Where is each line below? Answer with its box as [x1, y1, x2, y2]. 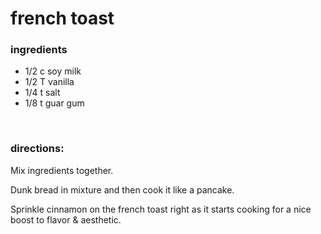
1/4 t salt [24, 87, 61, 99]
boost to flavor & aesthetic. [10, 213, 122, 226]
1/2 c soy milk [24, 65, 82, 77]
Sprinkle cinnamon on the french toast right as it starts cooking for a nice [10, 203, 312, 215]
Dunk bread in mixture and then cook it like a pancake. [10, 183, 235, 196]
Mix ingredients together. [10, 164, 114, 176]
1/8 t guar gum [24, 97, 85, 109]
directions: [10, 142, 65, 156]
